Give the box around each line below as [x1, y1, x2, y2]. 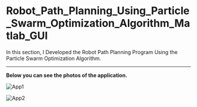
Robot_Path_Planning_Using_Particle [6, 4, 190, 18]
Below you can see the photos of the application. [6, 72, 128, 79]
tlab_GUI [6, 29, 48, 42]
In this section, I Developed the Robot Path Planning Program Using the [6, 48, 178, 55]
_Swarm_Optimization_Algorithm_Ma [6, 16, 191, 30]
